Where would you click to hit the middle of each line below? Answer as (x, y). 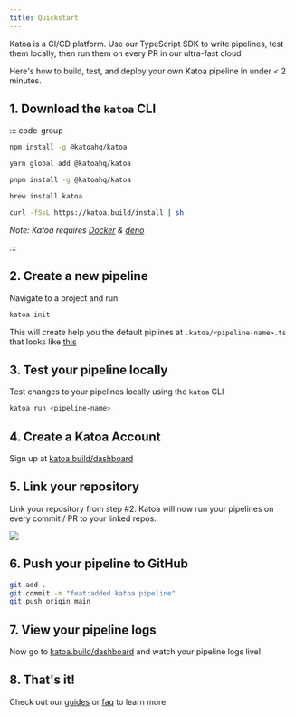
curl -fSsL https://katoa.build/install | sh (96, 213)
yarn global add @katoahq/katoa (70, 164)
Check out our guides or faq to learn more (88, 701)
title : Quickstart (44, 18)
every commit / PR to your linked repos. (83, 518)
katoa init (30, 314)
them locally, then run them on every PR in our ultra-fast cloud (125, 53)
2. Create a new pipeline (79, 276)
